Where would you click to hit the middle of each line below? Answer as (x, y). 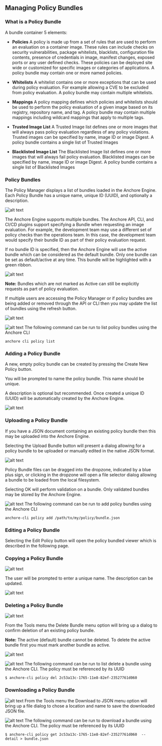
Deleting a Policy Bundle (34, 605)
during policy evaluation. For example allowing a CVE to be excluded (80, 87)
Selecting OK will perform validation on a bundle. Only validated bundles (77, 489)
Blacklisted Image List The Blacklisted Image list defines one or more (81, 151)
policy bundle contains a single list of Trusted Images (65, 142)
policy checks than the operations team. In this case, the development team (81, 234)
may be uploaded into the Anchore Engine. (48, 436)
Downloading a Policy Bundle (40, 690)
